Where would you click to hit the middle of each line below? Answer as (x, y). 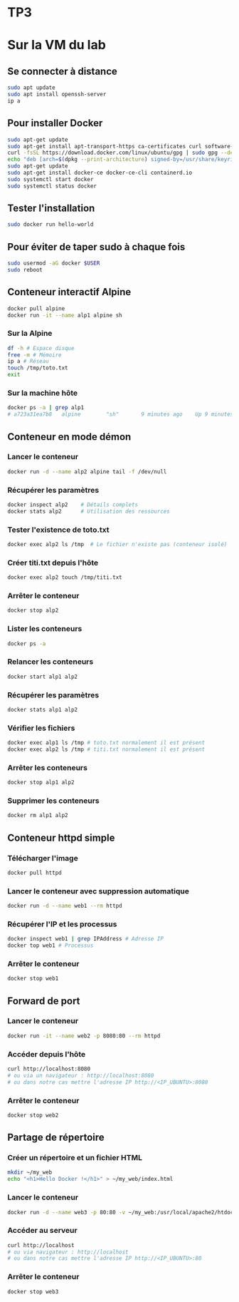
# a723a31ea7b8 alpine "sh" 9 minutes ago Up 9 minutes (121, 414)
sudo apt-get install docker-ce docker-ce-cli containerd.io (100, 173)
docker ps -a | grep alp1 (46, 408)
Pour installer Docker (55, 123)
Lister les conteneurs (45, 629)
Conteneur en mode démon (69, 437)
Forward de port (44, 1001)
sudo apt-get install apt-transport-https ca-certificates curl (105, 146)
